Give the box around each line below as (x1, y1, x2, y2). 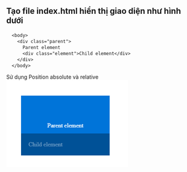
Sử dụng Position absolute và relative (6, 73, 99, 81)
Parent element (22, 44, 61, 50)
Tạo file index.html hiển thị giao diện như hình (6, 6, 181, 16)
